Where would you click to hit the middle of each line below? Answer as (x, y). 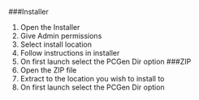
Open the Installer (50, 27)
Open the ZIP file (48, 70)
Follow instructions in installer (70, 53)
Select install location (56, 44)
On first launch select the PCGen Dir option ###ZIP (106, 61)
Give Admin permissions (61, 36)
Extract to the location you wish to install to (92, 79)
